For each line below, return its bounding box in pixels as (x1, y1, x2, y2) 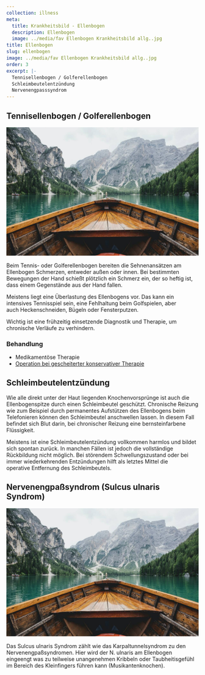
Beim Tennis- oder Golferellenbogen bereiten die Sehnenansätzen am (6, 262, 182, 269)
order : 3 (6, 61, 29, 67)
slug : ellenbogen (6, 49, 51, 55)
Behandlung (6, 339, 43, 348)
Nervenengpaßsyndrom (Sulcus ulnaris (6, 482, 160, 492)
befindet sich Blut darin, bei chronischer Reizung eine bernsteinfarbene (6, 419, 186, 427)
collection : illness (6, 10, 59, 16)
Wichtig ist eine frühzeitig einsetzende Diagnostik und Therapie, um (6, 318, 177, 325)
